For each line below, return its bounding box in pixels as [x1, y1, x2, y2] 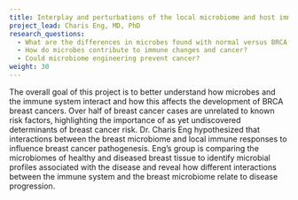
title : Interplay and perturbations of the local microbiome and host [9, 12, 276, 22]
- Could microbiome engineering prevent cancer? [17, 54, 200, 63]
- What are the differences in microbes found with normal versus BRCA [17, 37, 288, 47]
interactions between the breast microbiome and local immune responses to [9, 134, 287, 144]
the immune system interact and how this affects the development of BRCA [9, 96, 284, 106]
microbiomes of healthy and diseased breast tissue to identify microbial [9, 152, 271, 163]
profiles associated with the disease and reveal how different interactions [9, 161, 277, 173]
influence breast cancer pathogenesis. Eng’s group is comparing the [9, 142, 260, 153]
